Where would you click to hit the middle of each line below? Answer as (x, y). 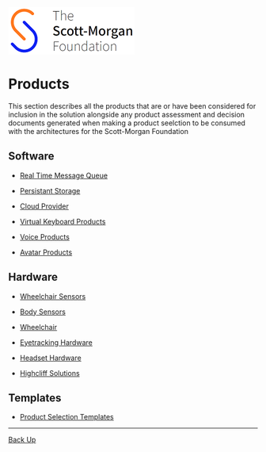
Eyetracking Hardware (56, 342)
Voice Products (44, 236)
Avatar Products (46, 252)
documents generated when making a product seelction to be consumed (127, 123)
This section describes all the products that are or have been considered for (132, 105)
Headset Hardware (50, 358)
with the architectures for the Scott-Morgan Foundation (98, 131)
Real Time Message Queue (64, 175)
